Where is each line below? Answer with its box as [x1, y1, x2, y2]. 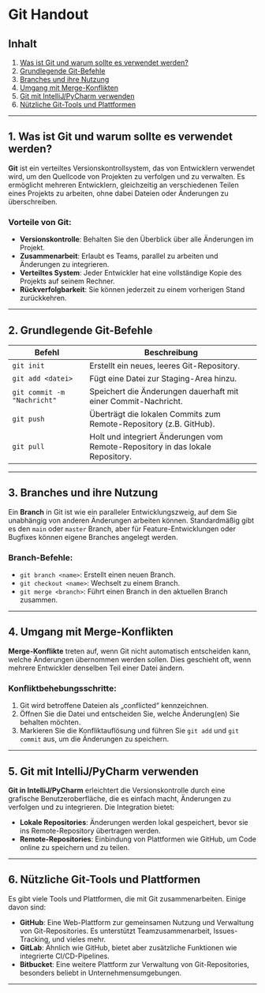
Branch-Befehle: [8, 552, 73, 563]
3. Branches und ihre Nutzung [8, 486, 159, 500]
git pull [12, 442, 45, 451]
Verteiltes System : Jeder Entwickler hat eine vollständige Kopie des [19, 268, 242, 278]
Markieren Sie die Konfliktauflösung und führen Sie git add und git [19, 726, 239, 736]
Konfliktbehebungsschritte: [8, 683, 117, 694]
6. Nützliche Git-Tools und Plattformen [8, 873, 201, 886]
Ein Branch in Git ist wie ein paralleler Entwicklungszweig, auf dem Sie [8, 507, 237, 516]
